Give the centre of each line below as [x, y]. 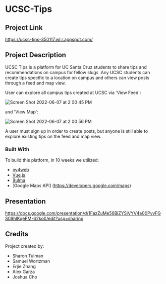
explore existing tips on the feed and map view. [53, 136]
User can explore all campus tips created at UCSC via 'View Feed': [73, 93]
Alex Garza [24, 272]
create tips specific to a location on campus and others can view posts [77, 78]
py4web [21, 170]
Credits [17, 234]
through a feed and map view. [35, 83]
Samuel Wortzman [31, 261]
